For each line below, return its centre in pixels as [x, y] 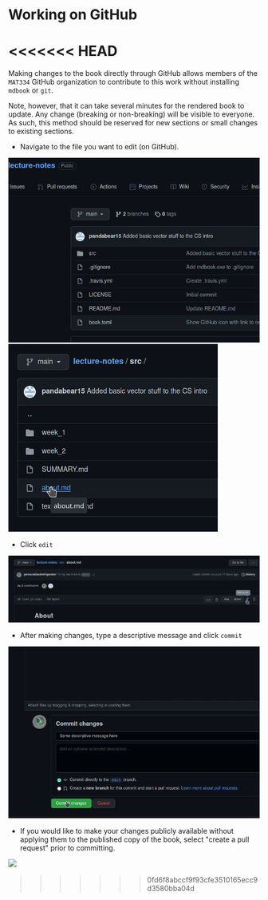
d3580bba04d [171, 889]
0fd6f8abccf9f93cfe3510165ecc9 [203, 880]
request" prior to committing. [67, 848]
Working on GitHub [73, 15]
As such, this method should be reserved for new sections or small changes [133, 123]
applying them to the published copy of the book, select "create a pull [134, 839]
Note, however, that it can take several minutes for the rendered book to [126, 106]
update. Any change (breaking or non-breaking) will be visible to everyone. [132, 114]
